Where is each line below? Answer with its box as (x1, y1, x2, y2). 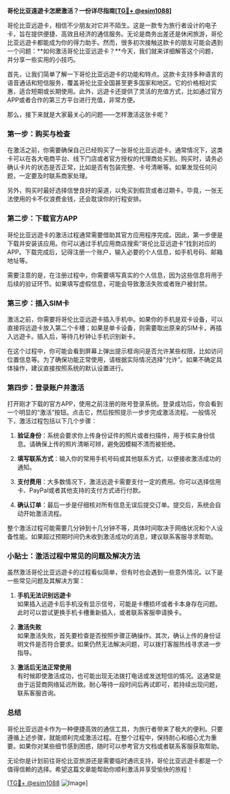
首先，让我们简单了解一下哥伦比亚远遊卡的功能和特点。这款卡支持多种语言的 (7, 70, 223, 78)
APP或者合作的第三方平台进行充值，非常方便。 (7, 96, 139, 104)
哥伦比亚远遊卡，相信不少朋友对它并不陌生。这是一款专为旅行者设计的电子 (7, 21, 217, 29)
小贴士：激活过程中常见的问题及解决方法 (7, 551, 140, 561)
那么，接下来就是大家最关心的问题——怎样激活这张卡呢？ (7, 110, 169, 119)
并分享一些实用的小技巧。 (7, 56, 79, 64)
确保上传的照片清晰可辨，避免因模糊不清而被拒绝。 (35, 440, 179, 448)
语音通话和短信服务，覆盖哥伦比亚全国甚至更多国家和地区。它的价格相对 (7, 79, 211, 86)
